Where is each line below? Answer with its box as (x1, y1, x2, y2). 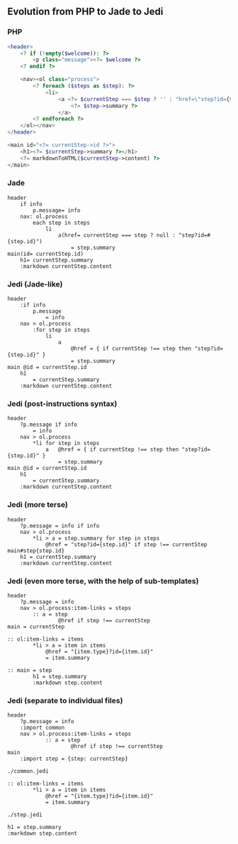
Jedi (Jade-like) (7, 279, 63, 289)
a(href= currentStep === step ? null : (57, 231, 176, 239)
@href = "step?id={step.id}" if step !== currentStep (45, 540, 208, 548)
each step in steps (33, 219, 91, 226)
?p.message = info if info (20, 522, 100, 529)
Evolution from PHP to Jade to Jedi (7, 6, 164, 18)
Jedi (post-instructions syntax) (7, 399, 118, 409)
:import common (20, 725, 65, 732)
